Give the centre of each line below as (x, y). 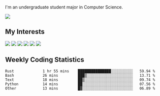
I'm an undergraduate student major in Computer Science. (64, 7)
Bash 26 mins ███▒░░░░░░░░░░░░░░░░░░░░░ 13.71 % (80, 75)
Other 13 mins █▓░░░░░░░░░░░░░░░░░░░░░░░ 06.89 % (80, 88)
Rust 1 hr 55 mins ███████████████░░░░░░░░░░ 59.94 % (80, 71)
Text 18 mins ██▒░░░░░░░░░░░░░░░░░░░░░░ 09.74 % (80, 80)
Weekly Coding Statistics (45, 60)
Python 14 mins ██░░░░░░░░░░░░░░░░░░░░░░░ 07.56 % (80, 84)
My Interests (25, 32)
